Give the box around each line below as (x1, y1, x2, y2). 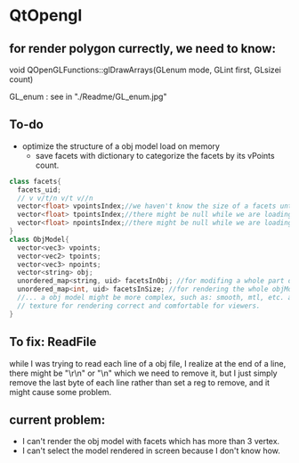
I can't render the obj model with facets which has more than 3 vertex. (21, 436, 280, 447)
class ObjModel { (9, 235, 69, 244)
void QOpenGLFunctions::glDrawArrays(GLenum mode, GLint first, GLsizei (9, 64, 282, 75)
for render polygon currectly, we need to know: (9, 41, 276, 56)
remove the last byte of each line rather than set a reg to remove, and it (9, 376, 270, 388)
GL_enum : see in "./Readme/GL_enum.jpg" (9, 91, 167, 102)
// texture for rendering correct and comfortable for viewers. (17, 301, 261, 310)
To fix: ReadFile (9, 335, 97, 350)
